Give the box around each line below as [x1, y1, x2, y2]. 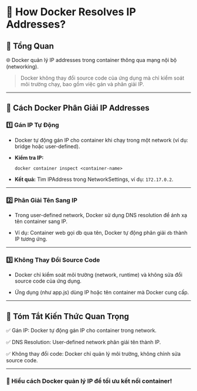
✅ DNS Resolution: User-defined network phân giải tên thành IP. [6, 339, 161, 346]
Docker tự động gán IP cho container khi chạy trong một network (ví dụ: [14, 136, 189, 143]
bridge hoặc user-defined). [14, 143, 80, 150]
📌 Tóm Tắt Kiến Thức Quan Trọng [6, 311, 129, 321]
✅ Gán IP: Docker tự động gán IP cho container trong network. [6, 327, 157, 334]
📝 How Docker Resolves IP [6, 5, 137, 19]
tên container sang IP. [14, 218, 68, 225]
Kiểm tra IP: [14, 154, 44, 161]
